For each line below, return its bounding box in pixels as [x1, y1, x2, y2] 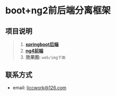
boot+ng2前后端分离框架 [5, 5, 111, 16]
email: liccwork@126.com [12, 84, 66, 90]
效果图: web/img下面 [25, 54, 66, 60]
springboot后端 [25, 42, 59, 47]
